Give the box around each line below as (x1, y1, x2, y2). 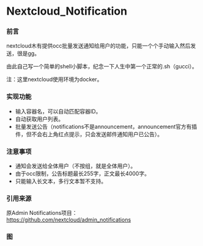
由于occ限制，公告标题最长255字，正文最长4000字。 (15, 170, 150, 178)
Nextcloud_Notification (6, 4, 127, 18)
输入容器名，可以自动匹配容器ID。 (15, 107, 102, 115)
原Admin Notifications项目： (6, 209, 78, 217)
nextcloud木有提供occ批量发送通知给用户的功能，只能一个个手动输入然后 (6, 42, 191, 49)
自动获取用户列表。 (15, 115, 64, 123)
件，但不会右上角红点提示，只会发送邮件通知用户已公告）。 (15, 130, 163, 138)
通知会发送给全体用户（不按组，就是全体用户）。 (15, 162, 136, 170)
